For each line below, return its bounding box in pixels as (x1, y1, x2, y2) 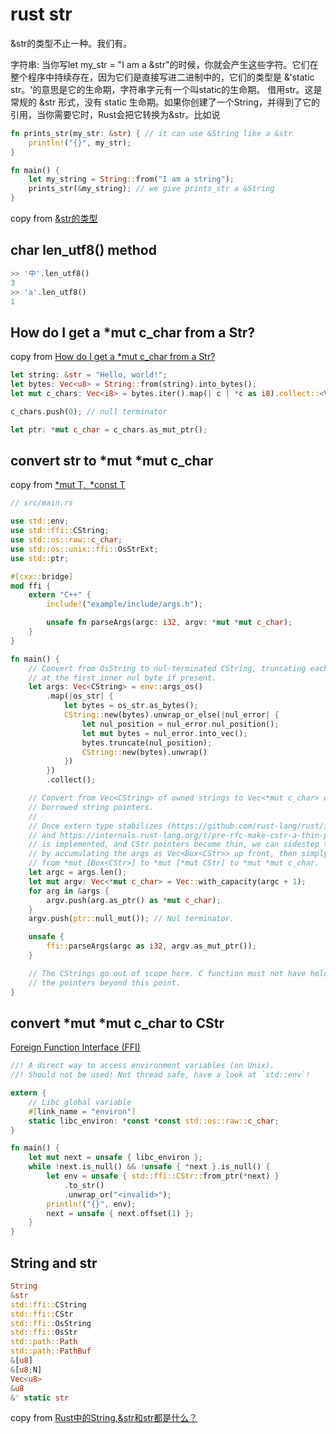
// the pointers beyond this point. (28, 978, 182, 988)
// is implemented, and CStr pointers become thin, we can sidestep (28, 839, 320, 850)
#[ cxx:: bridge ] (10, 571, 74, 582)
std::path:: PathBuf (10, 1346, 92, 1357)
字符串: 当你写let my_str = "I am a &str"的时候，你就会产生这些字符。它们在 (10, 58, 319, 70)
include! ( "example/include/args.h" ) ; (46, 599, 203, 610)
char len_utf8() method (10, 242, 157, 259)
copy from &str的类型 (10, 213, 98, 225)
